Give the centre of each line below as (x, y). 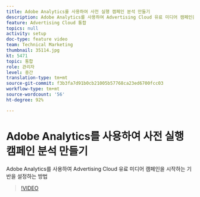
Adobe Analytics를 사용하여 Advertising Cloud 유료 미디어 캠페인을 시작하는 (96, 169)
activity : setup (26, 34)
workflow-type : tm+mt (33, 89)
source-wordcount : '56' (36, 94)
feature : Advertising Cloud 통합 (46, 23)
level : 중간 (20, 72)
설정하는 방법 (32, 176)
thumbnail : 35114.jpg (33, 50)
